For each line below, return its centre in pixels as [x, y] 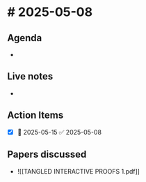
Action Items [35, 115]
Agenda [25, 38]
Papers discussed [47, 154]
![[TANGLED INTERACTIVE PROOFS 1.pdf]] [79, 171]
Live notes [30, 76]
